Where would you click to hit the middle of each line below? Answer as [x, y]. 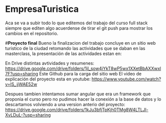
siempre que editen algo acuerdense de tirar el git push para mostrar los [79, 28]
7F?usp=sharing [22, 73]
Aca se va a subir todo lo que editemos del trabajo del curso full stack [76, 23]
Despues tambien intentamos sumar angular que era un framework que [78, 94]
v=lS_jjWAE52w [21, 84]
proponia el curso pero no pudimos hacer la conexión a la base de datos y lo [83, 99]
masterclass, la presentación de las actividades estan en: [64, 54]
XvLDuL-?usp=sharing [28, 115]
